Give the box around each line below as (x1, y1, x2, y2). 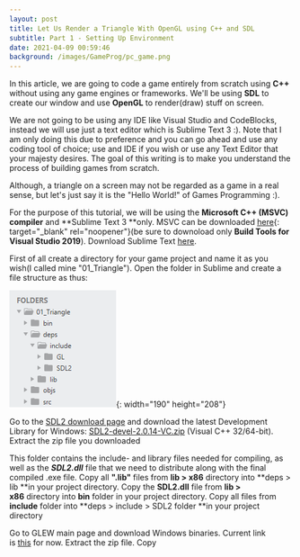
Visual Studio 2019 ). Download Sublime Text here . (9, 236, 198, 247)
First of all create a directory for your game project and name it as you (9, 253, 269, 265)
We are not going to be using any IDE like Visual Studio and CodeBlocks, (9, 115, 278, 126)
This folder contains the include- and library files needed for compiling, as (9, 453, 284, 463)
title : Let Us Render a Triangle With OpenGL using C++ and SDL (9, 23, 255, 33)
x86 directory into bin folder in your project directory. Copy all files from (9, 491, 277, 502)
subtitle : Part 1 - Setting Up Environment (9, 33, 175, 42)
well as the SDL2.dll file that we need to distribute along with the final (9, 463, 267, 473)
